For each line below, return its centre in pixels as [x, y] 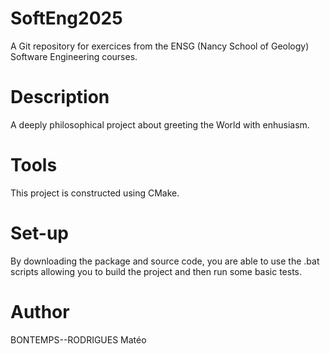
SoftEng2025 [66, 18]
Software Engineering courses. [74, 56]
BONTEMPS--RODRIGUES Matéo [78, 339]
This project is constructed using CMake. [95, 193]
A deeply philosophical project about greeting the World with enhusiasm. [160, 124]
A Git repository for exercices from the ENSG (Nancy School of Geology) [160, 46]
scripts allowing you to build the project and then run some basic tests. [156, 271]
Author [40, 311]
